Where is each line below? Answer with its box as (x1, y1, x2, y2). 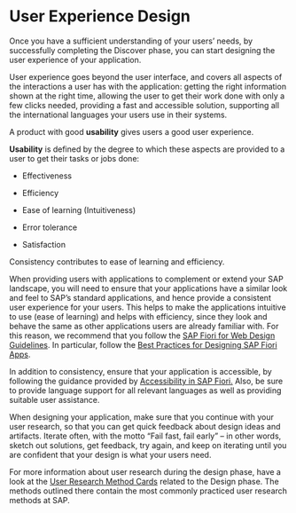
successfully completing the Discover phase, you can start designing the (9, 44, 276, 55)
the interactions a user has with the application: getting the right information (9, 81, 286, 91)
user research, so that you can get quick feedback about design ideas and (9, 421, 281, 431)
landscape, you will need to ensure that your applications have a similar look (9, 282, 288, 294)
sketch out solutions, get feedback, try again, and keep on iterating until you (9, 439, 287, 450)
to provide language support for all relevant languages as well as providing (9, 384, 282, 396)
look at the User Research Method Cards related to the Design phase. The (9, 476, 279, 486)
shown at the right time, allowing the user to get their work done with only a (9, 91, 285, 101)
